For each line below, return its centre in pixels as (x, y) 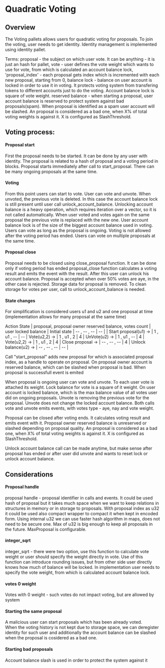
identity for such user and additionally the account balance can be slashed (81, 633)
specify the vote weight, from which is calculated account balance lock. (78, 572)
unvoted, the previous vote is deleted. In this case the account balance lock (82, 199)
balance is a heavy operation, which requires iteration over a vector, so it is (81, 209)
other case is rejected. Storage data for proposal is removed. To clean (76, 284)
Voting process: (30, 132)
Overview (20, 27)
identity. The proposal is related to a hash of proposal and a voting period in (82, 161)
